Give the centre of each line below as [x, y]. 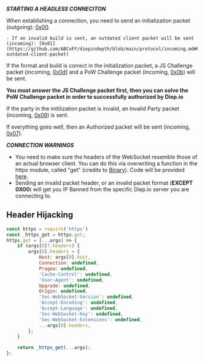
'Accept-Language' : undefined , [78, 308]
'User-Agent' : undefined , [71, 280]
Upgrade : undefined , [65, 286]
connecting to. [33, 196]
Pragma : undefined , [63, 268]
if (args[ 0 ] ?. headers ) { [49, 246]
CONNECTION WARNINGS [40, 145]
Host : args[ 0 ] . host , [65, 257]
